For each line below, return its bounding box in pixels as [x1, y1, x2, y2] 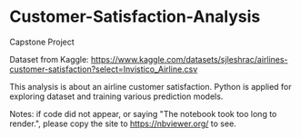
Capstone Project [9, 36, 75, 47]
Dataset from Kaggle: [9, 54, 89, 64]
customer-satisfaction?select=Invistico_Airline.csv [9, 64, 198, 74]
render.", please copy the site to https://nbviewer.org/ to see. [9, 118, 236, 129]
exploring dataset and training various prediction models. [9, 91, 224, 102]
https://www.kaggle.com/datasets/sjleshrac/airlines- [90, 54, 288, 64]
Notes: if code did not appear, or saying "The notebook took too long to [9, 108, 277, 119]
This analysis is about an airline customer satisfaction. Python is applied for [9, 81, 293, 92]
